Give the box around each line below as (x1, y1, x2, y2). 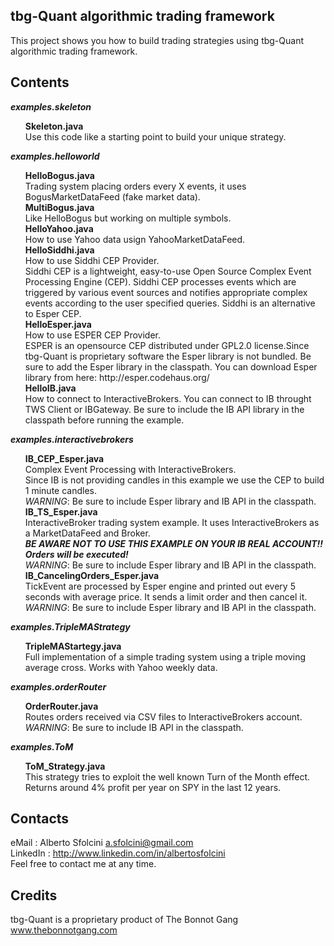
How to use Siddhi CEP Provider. (24, 254, 160, 266)
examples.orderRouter (10, 680, 107, 693)
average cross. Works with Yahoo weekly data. (24, 661, 218, 673)
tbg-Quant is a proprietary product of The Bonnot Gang (10, 914, 239, 926)
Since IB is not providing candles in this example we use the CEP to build (24, 474, 325, 486)
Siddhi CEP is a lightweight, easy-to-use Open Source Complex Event (24, 265, 312, 277)
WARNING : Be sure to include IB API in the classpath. (24, 721, 244, 733)
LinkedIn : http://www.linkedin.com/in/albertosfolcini (10, 847, 226, 859)
